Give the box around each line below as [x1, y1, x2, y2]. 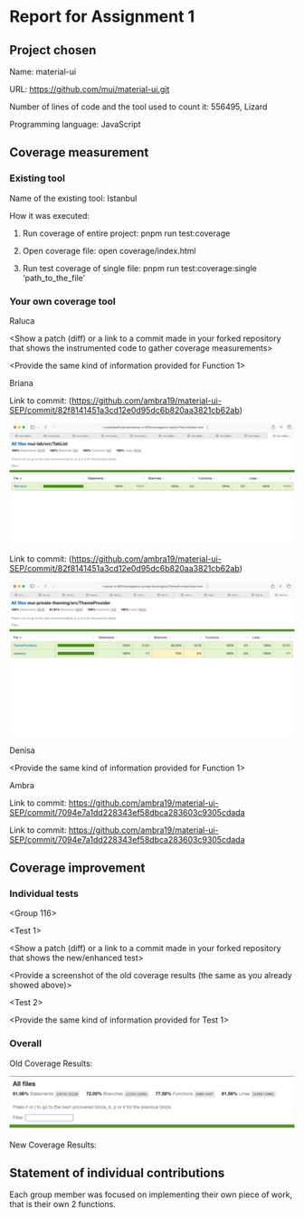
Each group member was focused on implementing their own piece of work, [9, 1189, 292, 1200]
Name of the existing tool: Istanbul [9, 193, 138, 203]
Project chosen [9, 42, 97, 58]
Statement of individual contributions [9, 1165, 225, 1181]
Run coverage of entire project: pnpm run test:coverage [22, 228, 231, 239]
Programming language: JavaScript [9, 119, 142, 129]
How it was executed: [9, 210, 90, 221]
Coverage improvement [9, 861, 146, 876]
